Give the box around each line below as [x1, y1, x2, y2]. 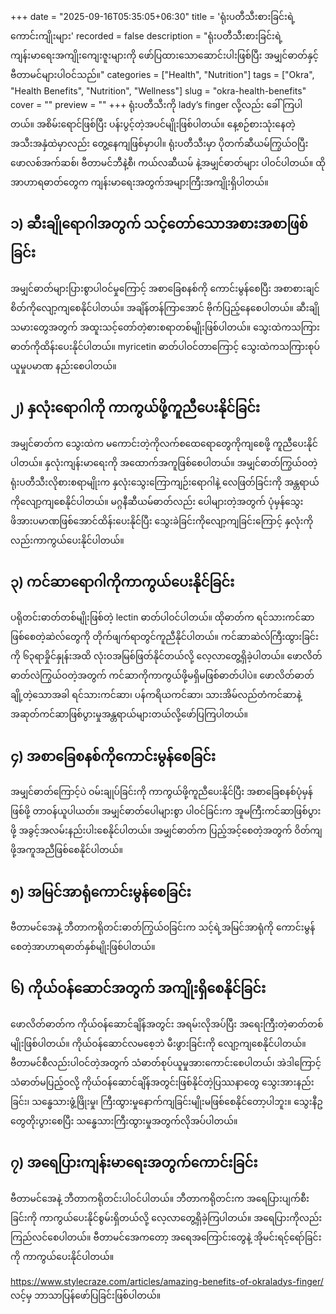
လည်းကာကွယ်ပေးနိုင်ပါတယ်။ [10, 534, 125, 546]
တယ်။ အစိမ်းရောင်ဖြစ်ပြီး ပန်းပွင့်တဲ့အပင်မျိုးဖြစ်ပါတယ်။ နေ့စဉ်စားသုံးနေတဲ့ [10, 118, 296, 130]
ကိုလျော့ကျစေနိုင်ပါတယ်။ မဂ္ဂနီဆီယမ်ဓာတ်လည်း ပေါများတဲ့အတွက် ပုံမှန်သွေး [10, 495, 304, 507]
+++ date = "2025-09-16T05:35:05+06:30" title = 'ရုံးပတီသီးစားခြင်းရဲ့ [10, 11, 296, 22]
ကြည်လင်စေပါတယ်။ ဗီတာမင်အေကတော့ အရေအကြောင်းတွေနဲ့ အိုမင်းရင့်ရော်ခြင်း [10, 1231, 322, 1243]
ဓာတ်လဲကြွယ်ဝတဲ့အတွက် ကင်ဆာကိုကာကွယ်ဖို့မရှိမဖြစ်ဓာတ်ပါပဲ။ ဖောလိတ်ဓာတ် [10, 669, 315, 682]
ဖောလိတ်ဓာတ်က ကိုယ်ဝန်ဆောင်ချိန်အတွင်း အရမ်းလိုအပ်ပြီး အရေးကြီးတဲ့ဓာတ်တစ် [10, 1018, 324, 1030]
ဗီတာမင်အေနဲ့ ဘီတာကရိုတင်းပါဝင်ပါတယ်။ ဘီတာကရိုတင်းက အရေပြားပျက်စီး [10, 1192, 310, 1204]
